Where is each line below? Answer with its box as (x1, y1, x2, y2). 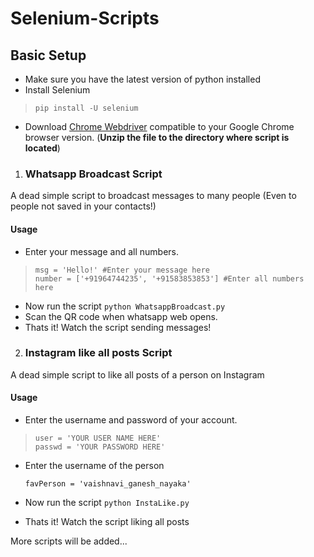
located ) (24, 142, 61, 154)
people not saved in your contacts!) (10, 200, 157, 212)
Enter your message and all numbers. (24, 245, 179, 257)
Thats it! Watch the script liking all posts (24, 516, 190, 527)
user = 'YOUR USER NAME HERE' (34, 433, 162, 443)
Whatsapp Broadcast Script (24, 167, 163, 181)
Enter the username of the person (24, 460, 165, 471)
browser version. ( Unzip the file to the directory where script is (24, 132, 290, 143)
